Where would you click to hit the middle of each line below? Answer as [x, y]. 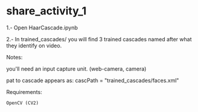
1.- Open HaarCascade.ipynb [42, 28]
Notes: [14, 57]
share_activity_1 [46, 11]
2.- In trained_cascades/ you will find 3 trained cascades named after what [99, 39]
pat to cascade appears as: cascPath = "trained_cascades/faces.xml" [93, 80]
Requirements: [24, 92]
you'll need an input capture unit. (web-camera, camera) [76, 69]
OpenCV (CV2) [23, 103]
